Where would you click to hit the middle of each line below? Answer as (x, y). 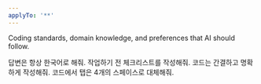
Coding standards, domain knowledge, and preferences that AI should (122, 38)
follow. (19, 46)
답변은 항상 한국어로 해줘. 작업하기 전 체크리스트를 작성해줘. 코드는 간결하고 (123, 62)
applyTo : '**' (31, 15)
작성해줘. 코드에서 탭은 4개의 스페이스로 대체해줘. (98, 72)
